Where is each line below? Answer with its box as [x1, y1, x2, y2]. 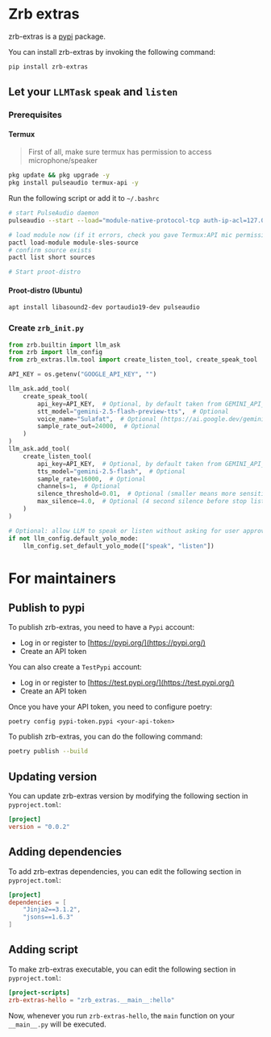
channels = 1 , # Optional [37, 482, 121, 490]
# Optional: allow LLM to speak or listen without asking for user [8, 527, 240, 535]
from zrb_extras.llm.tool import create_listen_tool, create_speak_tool [8, 356, 258, 364]
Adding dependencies [8, 845, 123, 859]
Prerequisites [8, 110, 62, 121]
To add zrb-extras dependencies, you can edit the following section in [8, 866, 242, 876]
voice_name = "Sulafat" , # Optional [37, 414, 157, 423]
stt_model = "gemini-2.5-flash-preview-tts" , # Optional [37, 407, 229, 415]
